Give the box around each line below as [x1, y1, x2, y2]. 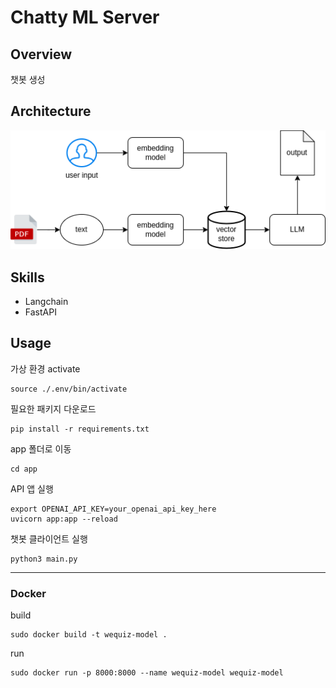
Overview [10, 46, 73, 63]
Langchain [24, 295, 69, 307]
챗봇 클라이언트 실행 [10, 532, 88, 545]
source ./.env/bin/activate [10, 384, 128, 394]
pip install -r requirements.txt [10, 424, 150, 434]
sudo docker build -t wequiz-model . [10, 630, 168, 640]
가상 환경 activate [10, 362, 81, 375]
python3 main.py [10, 554, 78, 564]
